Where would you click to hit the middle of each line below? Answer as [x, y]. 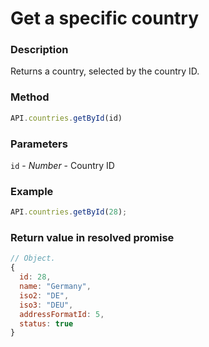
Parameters [39, 144]
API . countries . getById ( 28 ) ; [69, 212]
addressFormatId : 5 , [62, 314]
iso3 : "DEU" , [46, 305]
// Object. [33, 258]
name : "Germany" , [55, 287]
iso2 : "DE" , [44, 295]
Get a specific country [105, 18]
